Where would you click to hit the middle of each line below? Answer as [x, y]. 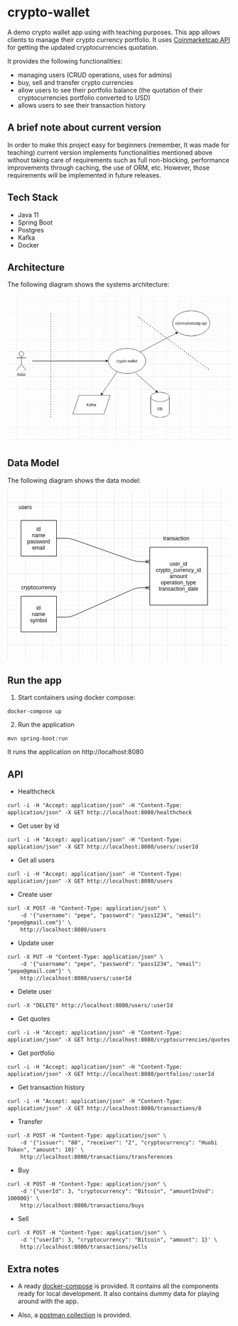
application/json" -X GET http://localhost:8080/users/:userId [103, 847]
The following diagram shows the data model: [74, 480]
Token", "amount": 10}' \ [45, 1150]
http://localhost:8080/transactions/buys [82, 1206]
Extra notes [33, 1269]
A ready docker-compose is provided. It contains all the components [118, 1286]
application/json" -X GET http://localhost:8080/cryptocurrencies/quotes [119, 1040]
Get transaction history [51, 1087]
